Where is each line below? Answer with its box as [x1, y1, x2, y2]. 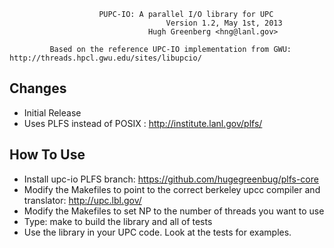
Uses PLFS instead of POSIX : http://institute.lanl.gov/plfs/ [23, 117, 263, 129]
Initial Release [23, 106, 82, 119]
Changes [9, 80, 67, 97]
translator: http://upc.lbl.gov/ [23, 194, 142, 206]
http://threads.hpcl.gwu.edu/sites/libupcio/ [9, 53, 202, 63]
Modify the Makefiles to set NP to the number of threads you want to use [23, 205, 325, 217]
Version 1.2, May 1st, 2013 [165, 18, 283, 28]
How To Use [9, 146, 86, 164]
